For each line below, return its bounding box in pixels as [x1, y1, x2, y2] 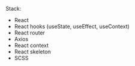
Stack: [5, 5, 22, 12]
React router [14, 29, 45, 36]
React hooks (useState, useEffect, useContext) [14, 23, 130, 30]
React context [14, 42, 49, 49]
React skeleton [14, 48, 51, 55]
